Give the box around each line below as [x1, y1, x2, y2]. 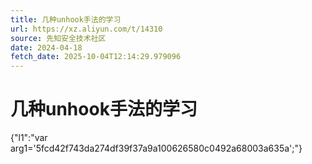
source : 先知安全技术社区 [10, 33, 107, 43]
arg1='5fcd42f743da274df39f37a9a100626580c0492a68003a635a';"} [10, 142, 303, 155]
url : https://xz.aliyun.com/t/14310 [10, 24, 163, 34]
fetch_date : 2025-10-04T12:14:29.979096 [10, 52, 182, 62]
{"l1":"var [10, 132, 48, 144]
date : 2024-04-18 [10, 42, 83, 53]
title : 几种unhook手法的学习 [10, 14, 122, 25]
